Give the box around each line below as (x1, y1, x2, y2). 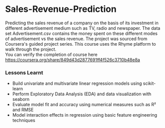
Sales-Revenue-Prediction (5, 3, 117, 15)
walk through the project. (5, 46, 56, 52)
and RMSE (12, 107, 34, 113)
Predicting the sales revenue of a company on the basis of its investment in (5, 20, 159, 26)
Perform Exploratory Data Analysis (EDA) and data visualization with (12, 91, 152, 97)
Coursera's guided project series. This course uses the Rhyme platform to (5, 41, 156, 47)
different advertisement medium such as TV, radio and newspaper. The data (5, 25, 161, 31)
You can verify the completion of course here (5, 51, 98, 58)
